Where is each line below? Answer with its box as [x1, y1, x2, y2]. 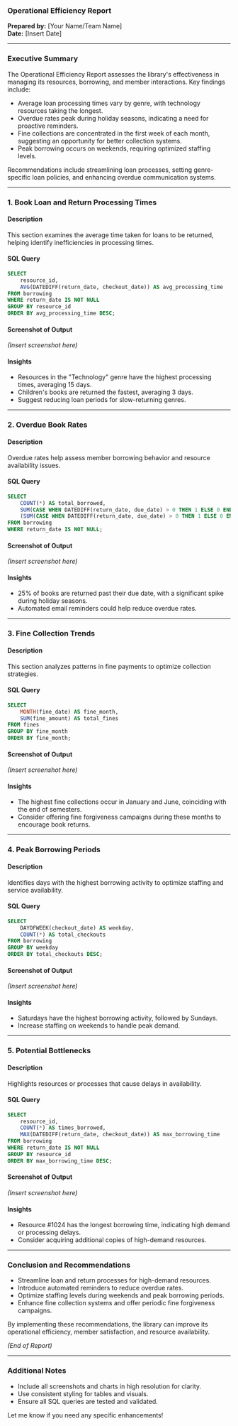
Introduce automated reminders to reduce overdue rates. [17, 1284, 184, 1292]
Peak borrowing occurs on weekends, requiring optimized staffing [17, 144, 211, 153]
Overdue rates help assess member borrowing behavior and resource [7, 453, 210, 462]
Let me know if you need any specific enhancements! [7, 1410, 164, 1419]
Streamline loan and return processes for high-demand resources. [17, 1276, 211, 1285]
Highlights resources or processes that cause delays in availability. [7, 1079, 202, 1088]
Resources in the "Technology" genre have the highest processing [17, 373, 212, 381]
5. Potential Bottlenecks [7, 1046, 91, 1056]
